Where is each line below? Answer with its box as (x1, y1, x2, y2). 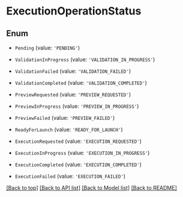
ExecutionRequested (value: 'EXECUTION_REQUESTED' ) (14, 137, 142, 145)
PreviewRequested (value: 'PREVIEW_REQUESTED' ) (14, 91, 131, 98)
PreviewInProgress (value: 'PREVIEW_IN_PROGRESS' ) (14, 102, 139, 110)
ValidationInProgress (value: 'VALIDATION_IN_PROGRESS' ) (14, 56, 155, 63)
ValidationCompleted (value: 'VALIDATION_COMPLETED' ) (14, 80, 147, 86)
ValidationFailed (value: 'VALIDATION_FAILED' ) (14, 67, 131, 75)
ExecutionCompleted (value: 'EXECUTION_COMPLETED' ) (14, 161, 142, 168)
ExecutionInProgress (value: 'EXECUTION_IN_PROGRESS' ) (14, 149, 150, 156)
